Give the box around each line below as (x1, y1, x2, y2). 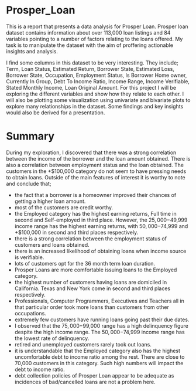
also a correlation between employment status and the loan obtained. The (6, 161, 184, 168)
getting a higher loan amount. (14, 198, 86, 205)
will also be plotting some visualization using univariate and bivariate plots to (6, 96, 191, 103)
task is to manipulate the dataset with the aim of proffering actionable (6, 42, 174, 49)
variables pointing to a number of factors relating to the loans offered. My (6, 35, 183, 42)
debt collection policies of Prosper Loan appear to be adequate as (14, 372, 174, 379)
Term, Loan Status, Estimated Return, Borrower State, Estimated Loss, (6, 65, 174, 72)
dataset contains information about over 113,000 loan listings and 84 (6, 29, 171, 36)
